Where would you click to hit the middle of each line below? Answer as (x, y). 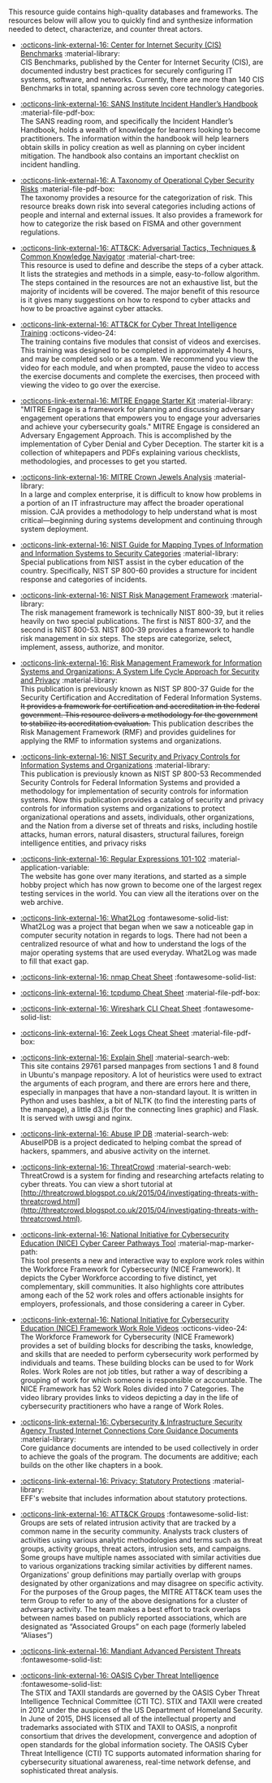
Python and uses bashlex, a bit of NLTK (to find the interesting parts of (138, 1100)
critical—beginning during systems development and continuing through (141, 520)
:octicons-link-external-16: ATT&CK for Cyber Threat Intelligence (128, 324)
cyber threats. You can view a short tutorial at (96, 1184)
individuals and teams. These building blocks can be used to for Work (137, 1363)
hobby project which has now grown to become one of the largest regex (141, 885)
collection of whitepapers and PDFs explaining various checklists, (130, 452)
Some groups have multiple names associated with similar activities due (140, 1557)
